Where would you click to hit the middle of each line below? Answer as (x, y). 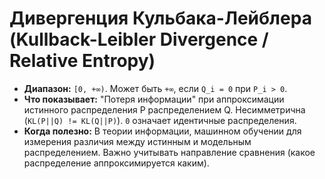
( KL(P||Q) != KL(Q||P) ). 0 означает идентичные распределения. (160, 120)
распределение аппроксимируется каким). (116, 163)
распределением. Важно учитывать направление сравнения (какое (169, 152)
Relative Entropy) (82, 61)
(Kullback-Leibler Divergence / (139, 39)
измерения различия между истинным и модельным (137, 141)
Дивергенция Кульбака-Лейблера (160, 18)
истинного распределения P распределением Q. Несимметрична (164, 109)
